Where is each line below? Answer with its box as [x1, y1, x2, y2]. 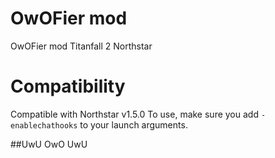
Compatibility [10, 75, 126, 98]
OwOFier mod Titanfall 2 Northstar [10, 40, 153, 52]
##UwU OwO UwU [10, 138, 88, 150]
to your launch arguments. [79, 118, 188, 131]
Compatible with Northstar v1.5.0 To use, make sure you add [10, 108, 259, 120]
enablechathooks [10, 120, 78, 131]
